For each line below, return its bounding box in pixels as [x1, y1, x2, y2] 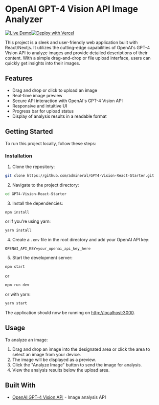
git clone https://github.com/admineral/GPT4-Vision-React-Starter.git [5, 173, 154, 178]
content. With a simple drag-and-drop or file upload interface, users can [5, 55, 151, 61]
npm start [5, 264, 25, 269]
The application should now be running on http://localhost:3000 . [5, 309, 136, 316]
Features [5, 74, 33, 83]
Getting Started [5, 128, 53, 136]
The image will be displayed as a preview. [12, 357, 96, 362]
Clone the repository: [12, 164, 55, 170]
